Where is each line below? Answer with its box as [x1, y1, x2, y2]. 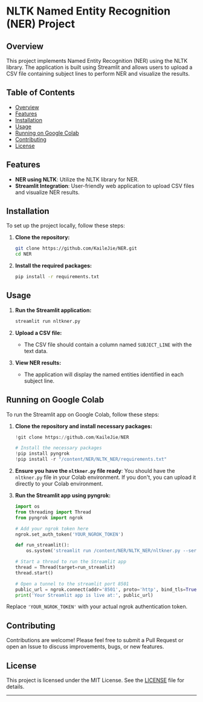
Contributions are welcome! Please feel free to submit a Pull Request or [6, 637, 184, 644]
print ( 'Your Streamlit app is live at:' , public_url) [14, 592, 153, 598]
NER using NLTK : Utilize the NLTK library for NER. [14, 175, 139, 183]
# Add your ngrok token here [14, 525, 89, 531]
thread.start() [14, 570, 54, 576]
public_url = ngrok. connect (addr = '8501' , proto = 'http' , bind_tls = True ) [14, 587, 199, 593]
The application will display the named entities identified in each [24, 371, 184, 378]
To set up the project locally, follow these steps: [6, 222, 126, 229]
